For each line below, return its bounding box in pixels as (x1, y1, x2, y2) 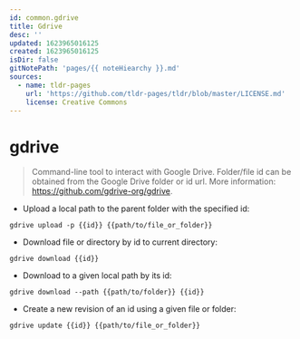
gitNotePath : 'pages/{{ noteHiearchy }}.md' (9, 64, 180, 73)
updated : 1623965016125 (9, 38, 100, 48)
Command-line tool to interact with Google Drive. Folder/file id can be (31, 167, 292, 178)
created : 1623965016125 (9, 47, 100, 56)
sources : (9, 73, 43, 82)
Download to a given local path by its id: (22, 270, 172, 281)
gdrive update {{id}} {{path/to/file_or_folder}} (9, 321, 201, 331)
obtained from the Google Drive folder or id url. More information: (31, 176, 276, 187)
